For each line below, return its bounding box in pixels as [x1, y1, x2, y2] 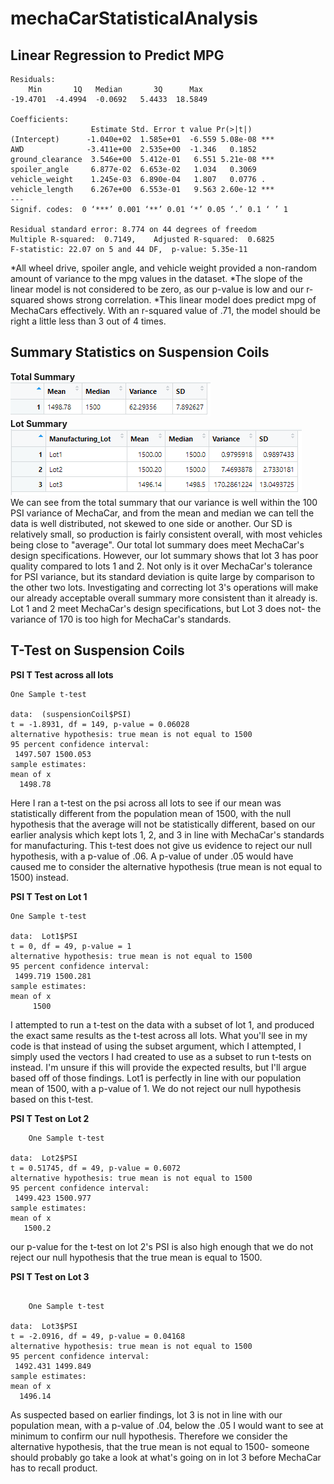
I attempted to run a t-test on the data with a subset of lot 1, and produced [10, 1018, 315, 1031]
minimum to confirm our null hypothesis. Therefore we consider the [10, 1430, 288, 1442]
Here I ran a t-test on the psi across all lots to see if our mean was [10, 797, 282, 809]
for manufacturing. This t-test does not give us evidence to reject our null [10, 839, 313, 851]
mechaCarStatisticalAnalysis [10, 7, 258, 30]
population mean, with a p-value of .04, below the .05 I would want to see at [10, 1419, 324, 1431]
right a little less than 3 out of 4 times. [10, 315, 167, 327]
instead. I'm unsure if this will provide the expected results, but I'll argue [10, 1061, 307, 1073]
